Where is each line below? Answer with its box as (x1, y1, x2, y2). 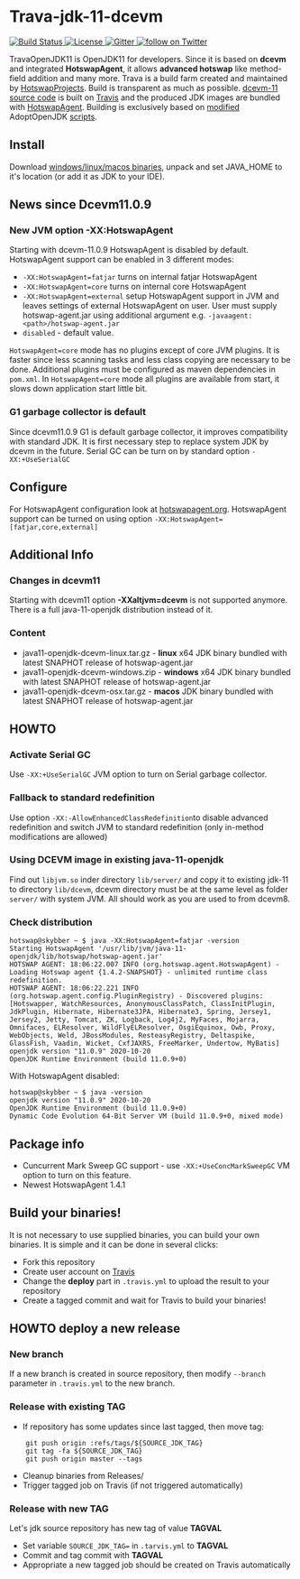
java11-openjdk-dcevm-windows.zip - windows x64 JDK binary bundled (22, 666, 291, 678)
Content (9, 627, 47, 640)
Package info (9, 1136, 85, 1151)
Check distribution (9, 916, 93, 928)
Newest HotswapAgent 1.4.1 (22, 1179, 126, 1190)
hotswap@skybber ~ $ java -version (9, 1088, 143, 1097)
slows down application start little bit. (9, 383, 148, 394)
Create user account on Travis (22, 1266, 135, 1277)
